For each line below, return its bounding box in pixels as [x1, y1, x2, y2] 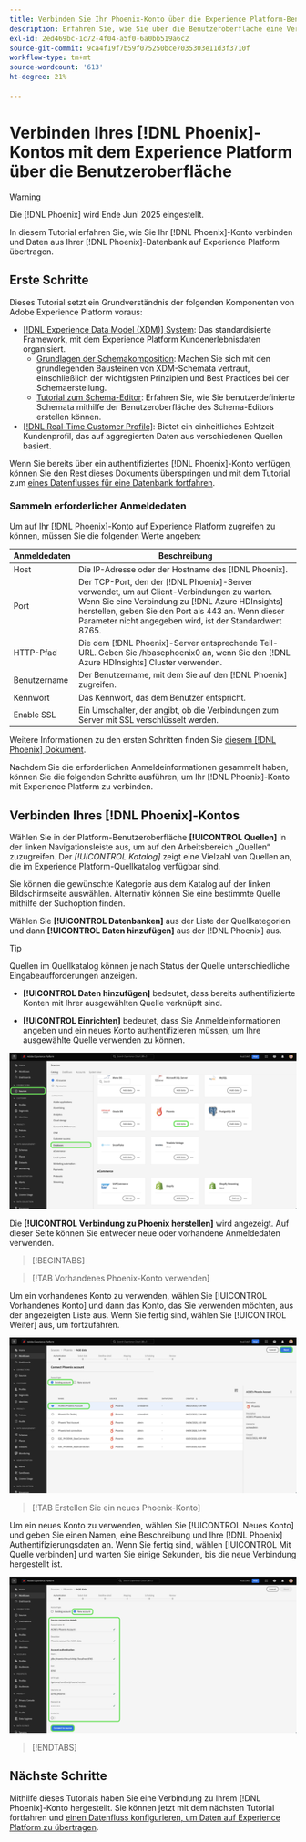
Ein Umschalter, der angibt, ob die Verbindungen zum [78, 705, 280, 715]
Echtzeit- [244, 420, 279, 432]
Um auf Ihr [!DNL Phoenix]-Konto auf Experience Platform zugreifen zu [9, 520, 276, 531]
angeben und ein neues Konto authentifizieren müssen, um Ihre [22, 1025, 261, 1036]
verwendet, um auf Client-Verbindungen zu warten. [78, 586, 273, 597]
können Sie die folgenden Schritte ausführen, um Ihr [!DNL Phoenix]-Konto [9, 771, 290, 783]
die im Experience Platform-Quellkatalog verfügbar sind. [9, 861, 221, 872]
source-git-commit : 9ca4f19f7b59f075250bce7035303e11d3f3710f [9, 44, 250, 53]
